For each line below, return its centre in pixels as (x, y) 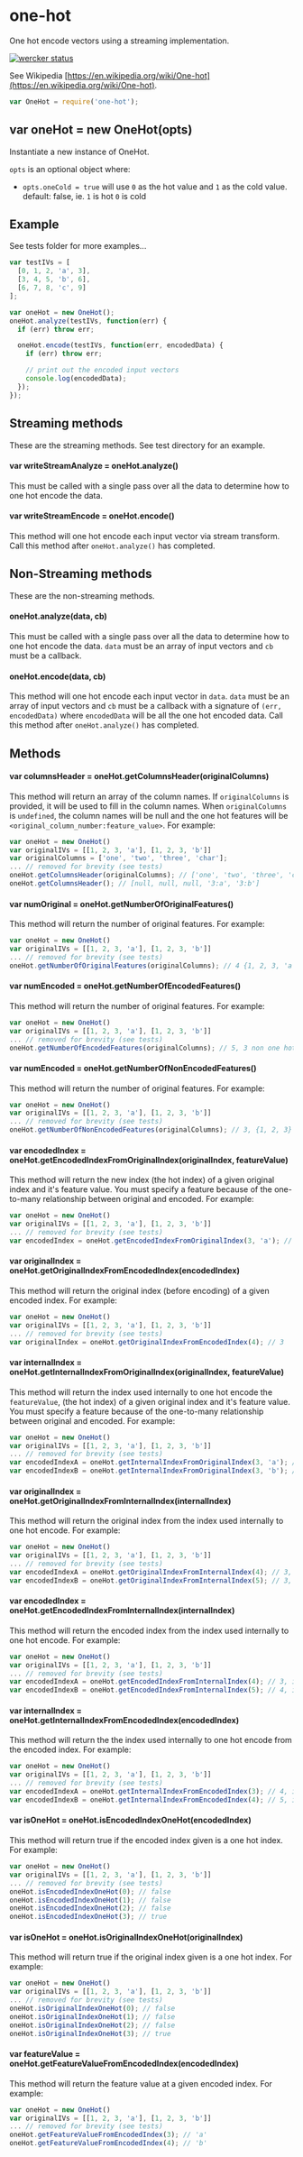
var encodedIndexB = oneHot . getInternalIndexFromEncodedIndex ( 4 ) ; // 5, (149, 1800)
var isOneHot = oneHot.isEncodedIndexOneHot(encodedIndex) (131, 1820)
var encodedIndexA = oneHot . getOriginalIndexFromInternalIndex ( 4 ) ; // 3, (151, 1572)
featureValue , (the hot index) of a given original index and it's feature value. (150, 1401)
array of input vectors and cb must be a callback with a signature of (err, (146, 706)
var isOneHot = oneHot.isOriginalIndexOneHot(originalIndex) (126, 1937)
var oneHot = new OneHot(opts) (101, 130)
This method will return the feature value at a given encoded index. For (141, 2083)
